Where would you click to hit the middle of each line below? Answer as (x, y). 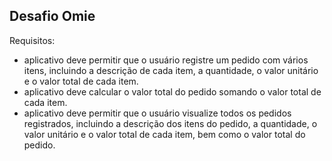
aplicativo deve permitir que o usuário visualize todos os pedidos (157, 113)
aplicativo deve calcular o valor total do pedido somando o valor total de (172, 91)
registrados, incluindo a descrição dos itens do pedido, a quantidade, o (170, 123)
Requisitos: (32, 40)
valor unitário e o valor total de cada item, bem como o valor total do (164, 134)
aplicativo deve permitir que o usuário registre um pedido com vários (166, 60)
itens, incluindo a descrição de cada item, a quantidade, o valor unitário (171, 70)
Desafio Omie (52, 16)
